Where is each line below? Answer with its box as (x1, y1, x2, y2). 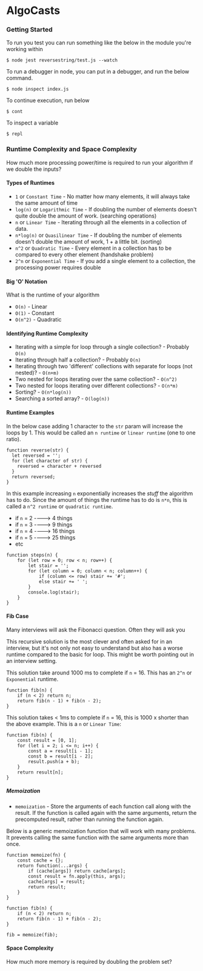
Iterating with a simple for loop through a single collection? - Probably (15, 343, 190, 351)
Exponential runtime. (6, 675, 59, 682)
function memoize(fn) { (6, 852, 67, 858)
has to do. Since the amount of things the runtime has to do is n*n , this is (6, 496, 188, 503)
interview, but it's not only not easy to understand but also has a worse (6, 644, 183, 651)
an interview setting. (6, 657, 58, 664)
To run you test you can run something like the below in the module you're (6, 39, 192, 46)
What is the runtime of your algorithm (6, 291, 100, 298)
